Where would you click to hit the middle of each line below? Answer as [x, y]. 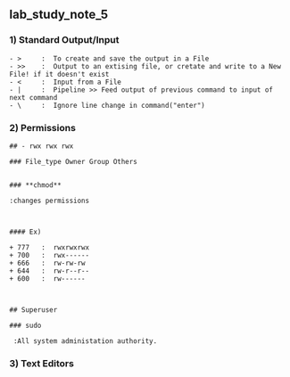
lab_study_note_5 [59, 15]
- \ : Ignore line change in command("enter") [107, 105]
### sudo [25, 325]
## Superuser [33, 310]
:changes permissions [50, 201]
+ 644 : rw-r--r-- [50, 271]
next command [33, 97]
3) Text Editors [41, 363]
